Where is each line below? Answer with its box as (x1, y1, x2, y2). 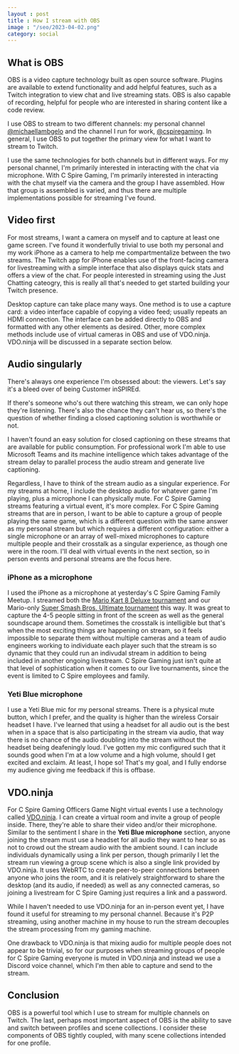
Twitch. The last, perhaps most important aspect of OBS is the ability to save (7, 1016, 232, 1024)
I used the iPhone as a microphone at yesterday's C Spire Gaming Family (7, 588, 221, 597)
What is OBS (7, 56, 64, 68)
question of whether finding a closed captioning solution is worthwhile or (7, 413, 222, 422)
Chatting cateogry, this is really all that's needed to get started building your (7, 278, 230, 287)
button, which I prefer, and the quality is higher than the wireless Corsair (7, 713, 219, 722)
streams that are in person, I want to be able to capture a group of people (7, 509, 223, 518)
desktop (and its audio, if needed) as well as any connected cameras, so (7, 881, 221, 890)
